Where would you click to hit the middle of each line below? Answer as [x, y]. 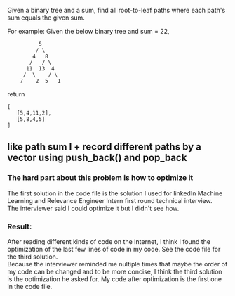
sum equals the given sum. [46, 18]
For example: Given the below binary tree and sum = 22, [88, 31]
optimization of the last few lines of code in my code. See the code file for [114, 249]
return [16, 94]
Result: [20, 226]
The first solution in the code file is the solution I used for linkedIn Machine [115, 193]
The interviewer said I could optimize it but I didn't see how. [93, 208]
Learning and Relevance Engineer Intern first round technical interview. [110, 200]
